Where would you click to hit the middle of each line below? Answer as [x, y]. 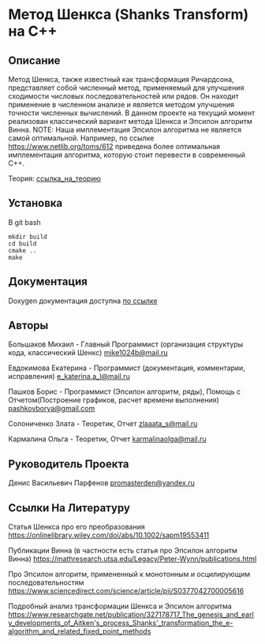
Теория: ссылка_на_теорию [54, 178]
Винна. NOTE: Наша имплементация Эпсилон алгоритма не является [125, 129]
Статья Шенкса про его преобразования [77, 527]
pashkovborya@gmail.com [52, 409]
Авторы [28, 326]
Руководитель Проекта [69, 464]
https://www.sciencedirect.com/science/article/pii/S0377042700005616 [126, 591]
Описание [34, 60]
